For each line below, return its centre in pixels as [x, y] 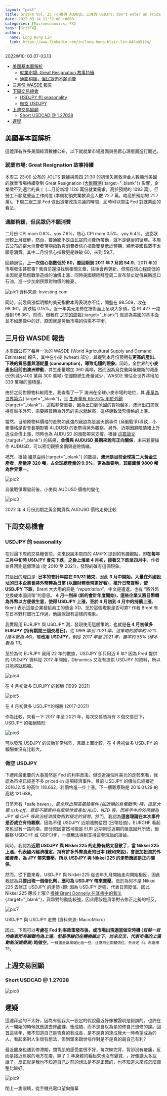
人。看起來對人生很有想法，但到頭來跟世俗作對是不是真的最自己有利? [76, 1039]
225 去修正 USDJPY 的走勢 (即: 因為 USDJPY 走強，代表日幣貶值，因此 [77, 887]
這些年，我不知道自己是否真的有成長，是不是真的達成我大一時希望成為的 [83, 1033]
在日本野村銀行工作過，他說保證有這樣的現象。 [53, 614]
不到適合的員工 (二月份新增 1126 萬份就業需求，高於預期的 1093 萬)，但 [86, 189]
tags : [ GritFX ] [21, 28]
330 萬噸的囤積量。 [25, 382]
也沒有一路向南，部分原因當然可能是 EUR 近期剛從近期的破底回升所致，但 [84, 828]
